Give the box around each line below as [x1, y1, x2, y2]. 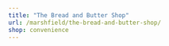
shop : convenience [8, 26, 69, 34]
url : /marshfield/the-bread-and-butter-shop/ [8, 19, 161, 27]
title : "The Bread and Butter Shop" [8, 11, 129, 19]
